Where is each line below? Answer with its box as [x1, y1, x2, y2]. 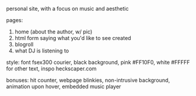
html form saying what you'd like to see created [14, 35, 132, 41]
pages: [6, 17, 23, 23]
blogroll [14, 41, 34, 48]
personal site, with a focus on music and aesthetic [6, 5, 129, 12]
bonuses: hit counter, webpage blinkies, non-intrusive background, [6, 77, 170, 83]
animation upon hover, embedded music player [6, 83, 122, 90]
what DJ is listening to [14, 47, 69, 54]
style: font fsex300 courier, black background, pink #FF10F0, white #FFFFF [6, 59, 190, 66]
